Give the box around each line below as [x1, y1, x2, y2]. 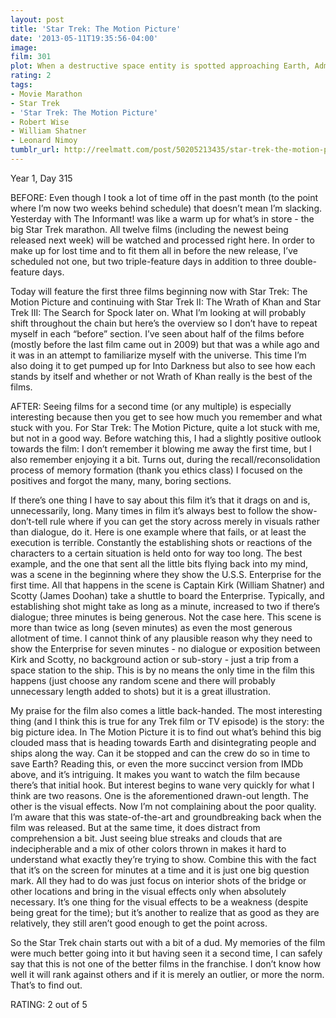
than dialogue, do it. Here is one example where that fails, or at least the [10, 526, 307, 538]
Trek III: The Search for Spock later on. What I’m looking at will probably [10, 306, 307, 318]
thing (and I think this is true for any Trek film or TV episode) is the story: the [10, 715, 325, 727]
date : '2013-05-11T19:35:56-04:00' [10, 33, 159, 43]
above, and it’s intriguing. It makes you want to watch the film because [10, 768, 301, 780]
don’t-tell [10, 515, 48, 527]
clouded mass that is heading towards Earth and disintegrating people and [10, 736, 317, 748]
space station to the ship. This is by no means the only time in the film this [10, 664, 315, 676]
